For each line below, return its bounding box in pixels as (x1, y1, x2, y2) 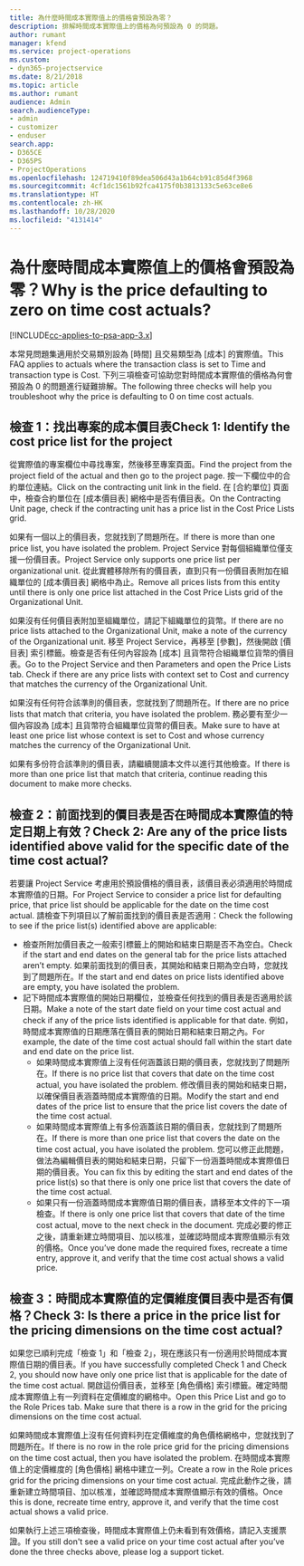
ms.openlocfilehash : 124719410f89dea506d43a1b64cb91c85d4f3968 (9, 173, 253, 182)
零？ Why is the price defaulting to (9, 280, 269, 300)
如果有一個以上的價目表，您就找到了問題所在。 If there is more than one (9, 532, 276, 543)
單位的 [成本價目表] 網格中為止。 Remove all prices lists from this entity (16, 577, 280, 588)
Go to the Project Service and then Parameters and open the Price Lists (25, 658, 291, 670)
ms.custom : (9, 55, 51, 64)
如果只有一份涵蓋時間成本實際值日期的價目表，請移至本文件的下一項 (35, 1197, 290, 1208)
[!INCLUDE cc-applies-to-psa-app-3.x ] (9, 330, 153, 341)
